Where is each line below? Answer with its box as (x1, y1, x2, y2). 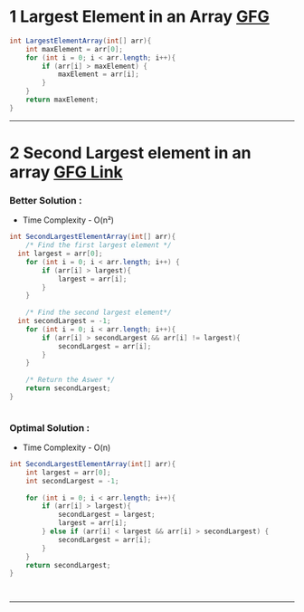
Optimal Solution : (9, 421, 90, 434)
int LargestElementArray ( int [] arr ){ (9, 36, 152, 45)
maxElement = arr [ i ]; (57, 70, 140, 79)
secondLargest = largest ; (57, 510, 156, 520)
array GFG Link (9, 162, 124, 182)
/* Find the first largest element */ (25, 241, 172, 250)
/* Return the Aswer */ (25, 376, 116, 385)
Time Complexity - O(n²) (22, 215, 115, 225)
